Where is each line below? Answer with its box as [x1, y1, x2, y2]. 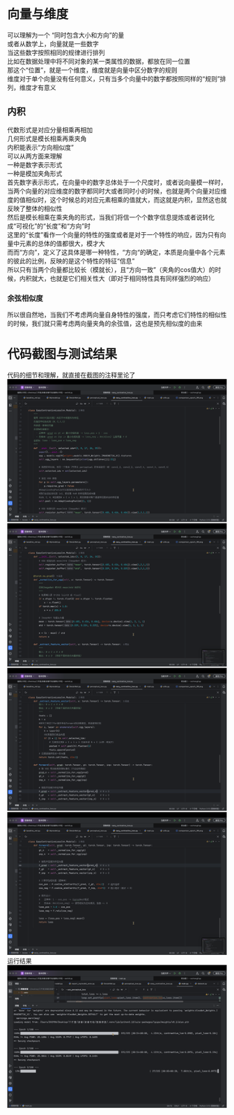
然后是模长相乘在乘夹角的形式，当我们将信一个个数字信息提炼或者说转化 [7, 213, 214, 221]
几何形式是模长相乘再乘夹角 [7, 134, 87, 143]
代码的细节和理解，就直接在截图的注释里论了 [7, 371, 136, 379]
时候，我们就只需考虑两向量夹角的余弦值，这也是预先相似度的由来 [13, 319, 203, 328]
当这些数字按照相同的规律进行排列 [7, 48, 105, 57]
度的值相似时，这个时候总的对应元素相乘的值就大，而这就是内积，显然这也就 [7, 195, 227, 203]
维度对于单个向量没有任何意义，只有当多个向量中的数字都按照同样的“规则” [7, 74, 221, 82]
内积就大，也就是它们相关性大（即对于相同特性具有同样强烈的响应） [19, 274, 214, 282]
